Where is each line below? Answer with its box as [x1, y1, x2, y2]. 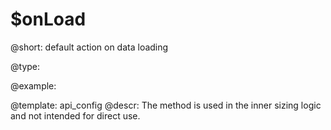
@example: [10, 79, 57, 92]
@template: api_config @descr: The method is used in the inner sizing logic [10, 99, 322, 111]
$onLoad [10, 8, 87, 31]
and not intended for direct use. [10, 109, 141, 122]
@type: [10, 60, 41, 72]
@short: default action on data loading [10, 41, 169, 53]
